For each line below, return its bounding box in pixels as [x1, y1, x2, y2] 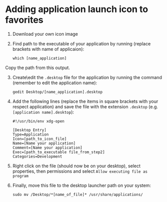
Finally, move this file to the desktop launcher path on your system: [12, 182, 151, 188]
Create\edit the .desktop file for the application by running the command [12, 74, 162, 80]
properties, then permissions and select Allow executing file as [12, 168, 148, 174]
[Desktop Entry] [12, 127, 47, 132]
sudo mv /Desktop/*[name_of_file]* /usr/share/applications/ [12, 192, 143, 197]
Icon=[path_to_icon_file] [12, 136, 67, 142]
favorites [5, 14, 44, 26]
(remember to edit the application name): [12, 80, 98, 86]
